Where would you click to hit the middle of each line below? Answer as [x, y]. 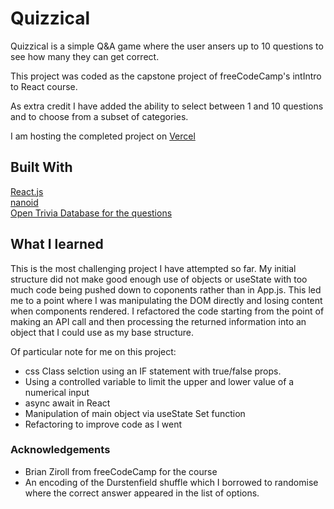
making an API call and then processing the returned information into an [158, 321]
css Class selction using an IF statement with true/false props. [153, 371]
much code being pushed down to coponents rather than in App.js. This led [166, 289]
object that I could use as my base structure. [102, 332]
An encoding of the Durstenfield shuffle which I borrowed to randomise [171, 482]
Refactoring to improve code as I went [103, 424]
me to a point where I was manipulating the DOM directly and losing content [166, 300]
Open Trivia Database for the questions [91, 213]
